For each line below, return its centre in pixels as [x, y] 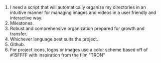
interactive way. [26, 18]
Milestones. [22, 23]
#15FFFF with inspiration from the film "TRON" [58, 55]
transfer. [18, 34]
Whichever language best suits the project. [54, 39]
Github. [17, 44]
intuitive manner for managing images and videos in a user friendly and [83, 12]
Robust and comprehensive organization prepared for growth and [77, 28]
